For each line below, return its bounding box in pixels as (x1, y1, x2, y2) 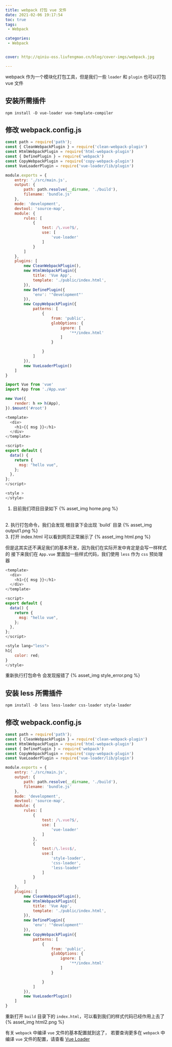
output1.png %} (5, 527, 38, 534)
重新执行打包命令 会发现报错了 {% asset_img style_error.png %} (5, 672, 140, 678)
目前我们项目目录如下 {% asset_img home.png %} (12, 505, 119, 511)
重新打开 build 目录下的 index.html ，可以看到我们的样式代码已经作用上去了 (5, 1013, 165, 1019)
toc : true (5, 17, 27, 22)
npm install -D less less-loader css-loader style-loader (5, 703, 132, 708)
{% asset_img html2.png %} (5, 1019, 65, 1025)
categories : (5, 36, 31, 41)
